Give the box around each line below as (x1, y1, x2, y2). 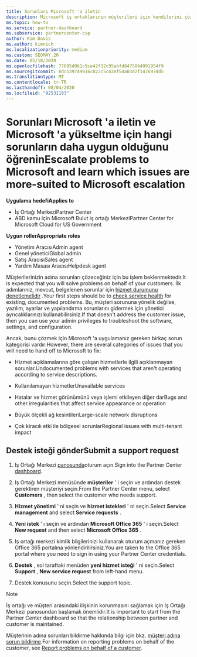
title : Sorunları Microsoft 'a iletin (6, 8, 101, 15)
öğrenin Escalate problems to (6, 153, 150, 166)
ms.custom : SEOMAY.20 (6, 52, 59, 58)
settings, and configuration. (6, 323, 73, 330)
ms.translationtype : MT (6, 74, 64, 80)
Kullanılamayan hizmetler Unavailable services (14, 382, 125, 389)
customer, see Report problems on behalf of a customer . (6, 644, 142, 651)
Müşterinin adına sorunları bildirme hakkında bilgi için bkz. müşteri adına (6, 632, 181, 639)
